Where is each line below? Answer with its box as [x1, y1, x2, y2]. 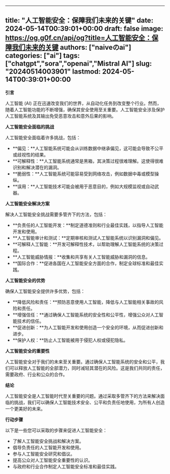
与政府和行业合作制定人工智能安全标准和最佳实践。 [12, 463, 119, 469]
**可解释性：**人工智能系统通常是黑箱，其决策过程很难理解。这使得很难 [12, 158, 163, 164]
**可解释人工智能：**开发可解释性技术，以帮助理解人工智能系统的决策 [12, 241, 159, 247]
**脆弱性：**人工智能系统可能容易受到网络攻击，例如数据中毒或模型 [12, 171, 155, 177]
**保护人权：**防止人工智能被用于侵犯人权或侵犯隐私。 [12, 337, 128, 343]
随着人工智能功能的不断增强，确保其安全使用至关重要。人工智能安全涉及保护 [5, 106, 165, 112]
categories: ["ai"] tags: [5, 51, 80, 60]
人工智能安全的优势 [5, 277, 46, 283]
